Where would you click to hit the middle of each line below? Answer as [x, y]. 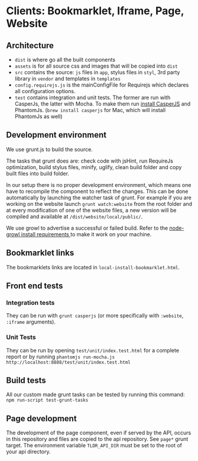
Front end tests [35, 286]
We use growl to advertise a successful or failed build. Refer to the [87, 228]
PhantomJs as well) [39, 116]
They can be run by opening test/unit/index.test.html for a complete [92, 350]
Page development [41, 419]
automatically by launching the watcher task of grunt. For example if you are [99, 198]
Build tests [26, 380]
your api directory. [29, 452]
